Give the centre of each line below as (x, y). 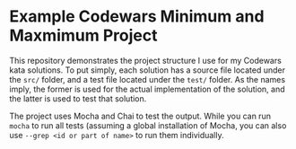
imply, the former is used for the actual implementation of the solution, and (147, 89)
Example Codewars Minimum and (137, 17)
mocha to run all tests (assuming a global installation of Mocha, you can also (148, 125)
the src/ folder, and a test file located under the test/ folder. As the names (147, 79)
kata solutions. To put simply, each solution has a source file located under (147, 70)
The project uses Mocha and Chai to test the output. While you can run (140, 116)
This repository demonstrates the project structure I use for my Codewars (146, 60)
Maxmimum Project (83, 35)
